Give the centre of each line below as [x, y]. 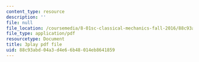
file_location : [25, 28]
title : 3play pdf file [34, 45]
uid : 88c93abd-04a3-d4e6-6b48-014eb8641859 [61, 50]
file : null [20, 22]
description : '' [26, 17]
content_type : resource [36, 12]
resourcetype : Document [36, 39]
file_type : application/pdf [41, 34]
